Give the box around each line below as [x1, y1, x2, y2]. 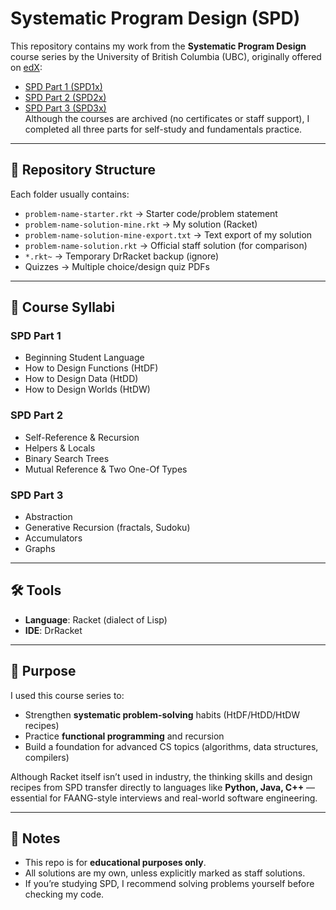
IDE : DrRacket [24, 624, 83, 636]
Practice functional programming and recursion [24, 730, 225, 742]
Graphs [24, 543, 56, 555]
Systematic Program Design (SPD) [10, 7, 301, 30]
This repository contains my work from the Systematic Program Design [10, 40, 307, 52]
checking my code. [24, 888, 105, 901]
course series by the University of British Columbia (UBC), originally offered [10, 50, 322, 62]
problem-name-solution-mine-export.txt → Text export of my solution [24, 228, 313, 241]
